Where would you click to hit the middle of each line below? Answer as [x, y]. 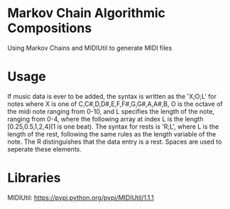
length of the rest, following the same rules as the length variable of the [112, 134]
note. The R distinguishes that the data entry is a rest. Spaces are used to [115, 141]
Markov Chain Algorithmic [86, 13]
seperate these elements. [44, 149]
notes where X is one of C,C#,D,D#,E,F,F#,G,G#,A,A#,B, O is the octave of [115, 104]
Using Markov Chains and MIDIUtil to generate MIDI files [90, 48]
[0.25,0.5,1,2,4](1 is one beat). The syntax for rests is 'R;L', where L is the [113, 127]
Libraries [34, 178]
